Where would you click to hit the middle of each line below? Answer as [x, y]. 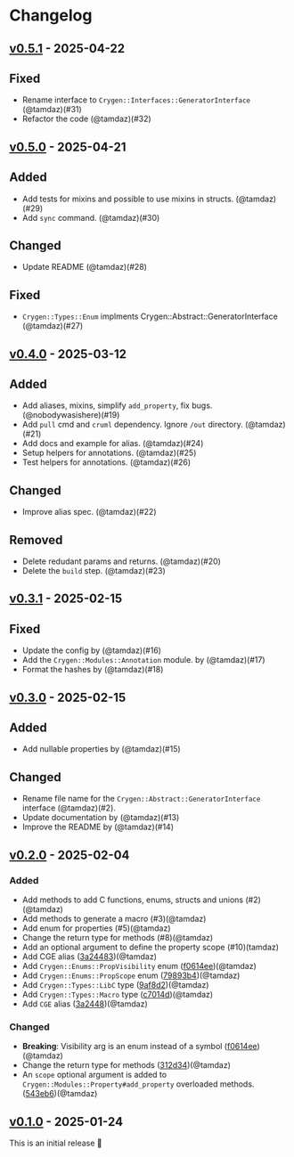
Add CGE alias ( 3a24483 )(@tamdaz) [90, 956]
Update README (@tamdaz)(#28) [84, 267]
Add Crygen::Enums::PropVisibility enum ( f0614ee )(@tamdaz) [139, 966]
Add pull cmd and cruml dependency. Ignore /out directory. [132, 425]
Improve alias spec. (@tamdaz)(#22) [89, 512]
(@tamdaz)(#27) [53, 326]
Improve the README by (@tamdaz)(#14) [98, 827]
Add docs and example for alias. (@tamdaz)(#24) [113, 444]
